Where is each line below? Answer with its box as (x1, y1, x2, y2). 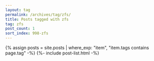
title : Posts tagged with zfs (5, 17, 69, 22)
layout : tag (5, 7, 30, 13)
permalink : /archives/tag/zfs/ (5, 12, 71, 17)
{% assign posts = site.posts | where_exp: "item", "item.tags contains (5, 45, 149, 50)
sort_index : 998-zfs (5, 31, 49, 36)
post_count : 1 (5, 26, 35, 31)
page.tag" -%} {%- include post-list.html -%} (5, 50, 99, 56)
